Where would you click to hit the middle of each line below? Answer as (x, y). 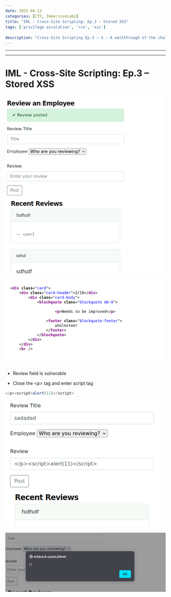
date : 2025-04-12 (24, 11)
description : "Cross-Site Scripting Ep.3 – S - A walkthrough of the (81, 38)
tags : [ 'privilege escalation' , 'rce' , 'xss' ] (55, 27)
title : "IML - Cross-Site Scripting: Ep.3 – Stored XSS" (67, 21)
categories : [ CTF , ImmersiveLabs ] (42, 16)
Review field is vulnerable (39, 373)
